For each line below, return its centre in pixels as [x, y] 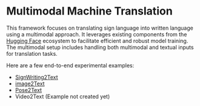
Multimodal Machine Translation [89, 11]
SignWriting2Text [37, 77]
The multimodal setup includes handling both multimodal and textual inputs [100, 47]
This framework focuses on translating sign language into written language [100, 28]
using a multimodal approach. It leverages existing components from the [97, 34]
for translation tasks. [32, 53]
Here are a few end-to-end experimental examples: [70, 65]
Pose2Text [28, 90]
